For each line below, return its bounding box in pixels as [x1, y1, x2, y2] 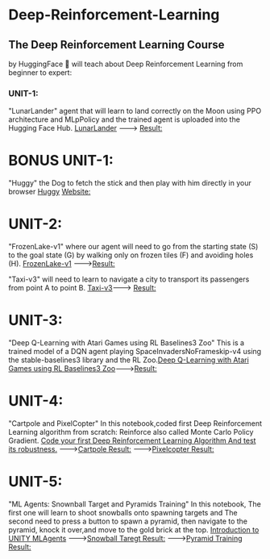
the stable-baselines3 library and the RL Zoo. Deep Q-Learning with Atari [8, 355, 250, 365]
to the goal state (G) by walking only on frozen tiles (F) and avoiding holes [8, 250, 254, 260]
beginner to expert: [8, 68, 73, 77]
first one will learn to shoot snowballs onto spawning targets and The [8, 507, 238, 517]
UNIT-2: [8, 215, 63, 233]
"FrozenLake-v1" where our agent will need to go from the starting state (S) [8, 242, 259, 252]
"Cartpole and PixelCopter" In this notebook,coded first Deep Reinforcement [8, 419, 263, 428]
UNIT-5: [8, 473, 63, 491]
